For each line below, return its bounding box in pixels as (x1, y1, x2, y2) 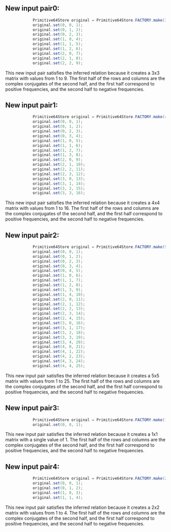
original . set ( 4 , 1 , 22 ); (32, 349, 85, 354)
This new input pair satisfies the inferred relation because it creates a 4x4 (5, 199, 160, 206)
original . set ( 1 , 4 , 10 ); (32, 292, 85, 297)
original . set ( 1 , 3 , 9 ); (32, 287, 83, 292)
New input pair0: (5, 4, 60, 13)
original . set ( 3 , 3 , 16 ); (32, 190, 85, 196)
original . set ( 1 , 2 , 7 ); (32, 148, 83, 153)
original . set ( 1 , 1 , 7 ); (32, 278, 83, 283)
